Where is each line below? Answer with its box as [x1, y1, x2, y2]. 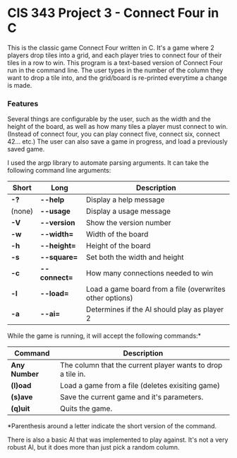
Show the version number [85, 218, 171, 228]
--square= [39, 253, 78, 263]
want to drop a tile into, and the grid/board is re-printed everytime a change [7, 73, 227, 82]
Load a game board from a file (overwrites [85, 285, 226, 294]
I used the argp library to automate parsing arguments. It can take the [7, 159, 209, 167]
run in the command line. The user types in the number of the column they [7, 66, 224, 74]
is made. [7, 81, 32, 89]
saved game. [7, 145, 45, 154]
